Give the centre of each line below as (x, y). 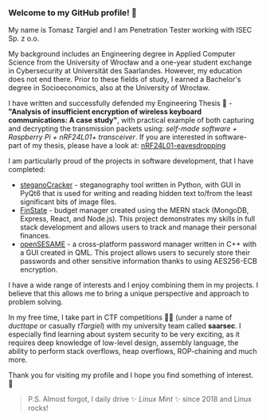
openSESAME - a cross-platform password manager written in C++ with (138, 244)
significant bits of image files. (68, 202)
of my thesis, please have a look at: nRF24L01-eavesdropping (125, 146)
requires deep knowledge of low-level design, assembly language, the (123, 343)
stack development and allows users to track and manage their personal (138, 227)
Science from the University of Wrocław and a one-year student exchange (130, 62)
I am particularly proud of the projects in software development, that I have (131, 161)
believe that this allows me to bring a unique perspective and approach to (129, 293)
